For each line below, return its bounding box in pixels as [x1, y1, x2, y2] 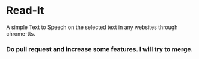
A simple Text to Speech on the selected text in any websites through [6, 23, 178, 31]
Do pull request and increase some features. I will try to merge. [6, 45, 194, 53]
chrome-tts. [6, 29, 36, 37]
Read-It [6, 4, 44, 17]
